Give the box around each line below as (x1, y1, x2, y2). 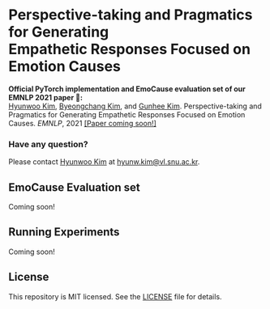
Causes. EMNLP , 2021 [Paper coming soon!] (8, 118, 156, 128)
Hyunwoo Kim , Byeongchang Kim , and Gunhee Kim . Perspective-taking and (8, 101, 262, 111)
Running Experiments (8, 225, 120, 239)
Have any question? (8, 138, 88, 150)
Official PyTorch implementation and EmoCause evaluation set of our (8, 83, 246, 94)
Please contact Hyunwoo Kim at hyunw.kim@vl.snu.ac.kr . (8, 157, 200, 167)
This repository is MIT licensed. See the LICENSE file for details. (8, 291, 222, 301)
